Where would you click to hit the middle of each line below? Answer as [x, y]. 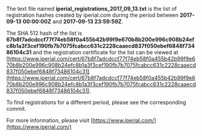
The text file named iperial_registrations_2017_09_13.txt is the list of [91, 9]
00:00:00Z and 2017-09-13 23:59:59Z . [73, 21]
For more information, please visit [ [50, 120]
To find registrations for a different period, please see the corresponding [96, 102]
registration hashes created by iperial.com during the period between [93, 15]
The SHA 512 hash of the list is [44, 33]
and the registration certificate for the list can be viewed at [106, 52]
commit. [16, 109]
